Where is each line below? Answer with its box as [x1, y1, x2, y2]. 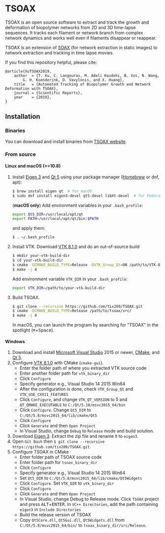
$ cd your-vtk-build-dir [12, 258, 64, 263]
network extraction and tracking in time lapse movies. [5, 50, 114, 56]
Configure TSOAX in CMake [12, 449, 69, 455]
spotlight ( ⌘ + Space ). [12, 327, 55, 333]
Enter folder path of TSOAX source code [19, 454, 102, 460]
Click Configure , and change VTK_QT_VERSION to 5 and [19, 396, 128, 402]
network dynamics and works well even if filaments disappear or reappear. [5, 35, 157, 41]
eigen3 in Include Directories [19, 506, 81, 513]
